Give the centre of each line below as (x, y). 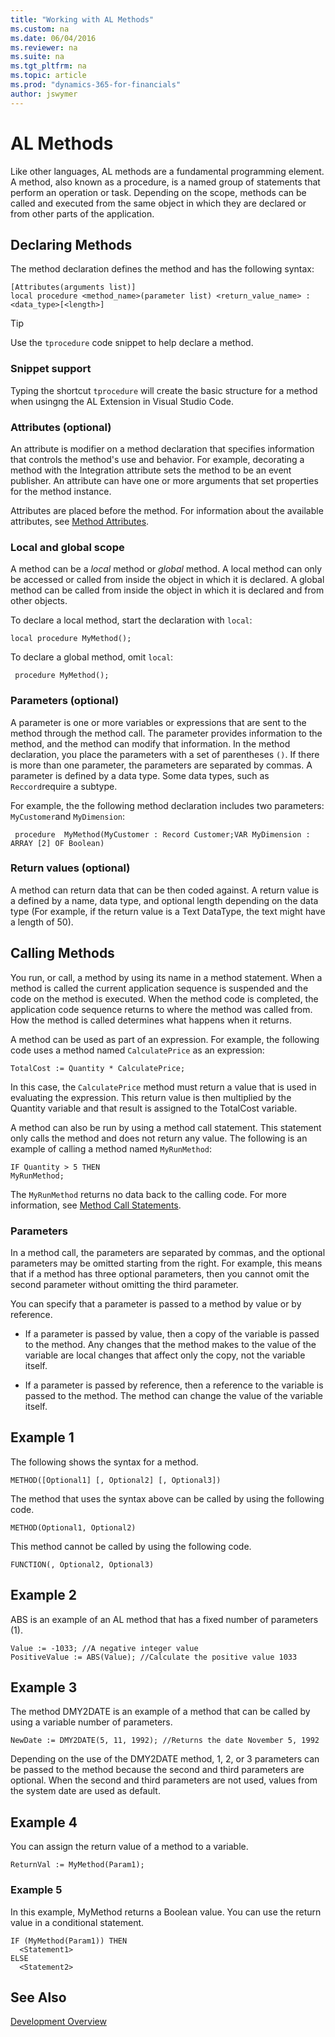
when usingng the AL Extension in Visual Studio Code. (122, 401)
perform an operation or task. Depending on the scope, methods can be (158, 192)
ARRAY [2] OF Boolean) (57, 843)
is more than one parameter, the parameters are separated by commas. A (161, 765)
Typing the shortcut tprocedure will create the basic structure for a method (164, 390)
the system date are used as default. (85, 1791)
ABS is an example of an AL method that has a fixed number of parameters (164, 1619)
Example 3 (44, 1687)
